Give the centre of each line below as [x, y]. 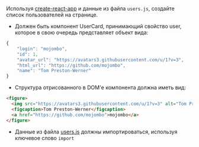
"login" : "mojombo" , [42, 49]
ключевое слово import [44, 138]
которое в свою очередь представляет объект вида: [81, 32]
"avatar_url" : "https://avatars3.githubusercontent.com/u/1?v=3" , [100, 60]
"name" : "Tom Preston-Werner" [54, 71]
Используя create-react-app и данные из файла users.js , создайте [90, 9]
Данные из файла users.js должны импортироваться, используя [96, 132]
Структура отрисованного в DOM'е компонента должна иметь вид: [100, 87]
